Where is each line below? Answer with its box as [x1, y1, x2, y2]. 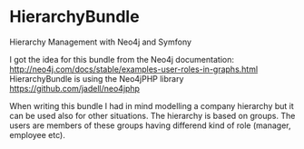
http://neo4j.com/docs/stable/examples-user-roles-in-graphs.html [9, 64, 259, 74]
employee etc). [9, 129, 65, 140]
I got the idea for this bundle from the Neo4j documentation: [9, 54, 234, 65]
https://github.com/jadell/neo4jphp [9, 83, 141, 94]
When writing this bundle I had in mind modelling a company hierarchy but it [9, 100, 295, 111]
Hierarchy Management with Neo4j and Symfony [9, 36, 192, 47]
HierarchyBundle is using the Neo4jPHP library [9, 73, 184, 84]
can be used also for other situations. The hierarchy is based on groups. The [9, 110, 296, 121]
